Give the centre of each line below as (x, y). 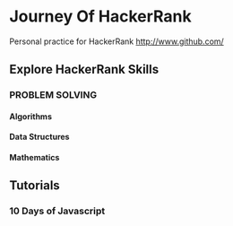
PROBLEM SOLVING (53, 95)
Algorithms (30, 116)
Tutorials (35, 186)
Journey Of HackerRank (100, 17)
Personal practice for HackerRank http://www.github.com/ (116, 41)
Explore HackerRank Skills (84, 70)
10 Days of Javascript (57, 211)
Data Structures (39, 137)
